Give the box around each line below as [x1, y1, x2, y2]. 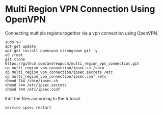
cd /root [5, 53, 23, 57]
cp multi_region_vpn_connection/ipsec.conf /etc [5, 74, 107, 79]
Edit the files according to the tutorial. [5, 95, 81, 101]
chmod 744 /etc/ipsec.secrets [5, 83, 67, 87]
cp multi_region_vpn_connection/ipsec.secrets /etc [5, 70, 113, 75]
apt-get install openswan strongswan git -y [5, 48, 98, 53]
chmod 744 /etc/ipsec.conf [5, 87, 60, 92]
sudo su [5, 39, 21, 45]
